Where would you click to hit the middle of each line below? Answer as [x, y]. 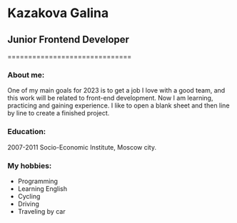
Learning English [42, 188]
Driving [28, 204]
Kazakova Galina [58, 13]
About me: [26, 75]
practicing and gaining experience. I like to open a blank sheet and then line [118, 105]
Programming [38, 181]
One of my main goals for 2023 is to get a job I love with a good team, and [116, 90]
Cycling [29, 196]
